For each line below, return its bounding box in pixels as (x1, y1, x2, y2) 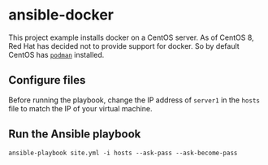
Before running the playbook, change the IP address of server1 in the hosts (8, 95, 260, 105)
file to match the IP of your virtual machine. (8, 103, 153, 113)
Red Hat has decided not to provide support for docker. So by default (8, 41, 240, 50)
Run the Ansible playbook (8, 128, 141, 141)
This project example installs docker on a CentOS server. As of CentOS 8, (8, 33, 254, 42)
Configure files (8, 73, 86, 87)
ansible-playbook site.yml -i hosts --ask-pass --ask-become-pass (8, 149, 238, 157)
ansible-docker (8, 6, 114, 24)
